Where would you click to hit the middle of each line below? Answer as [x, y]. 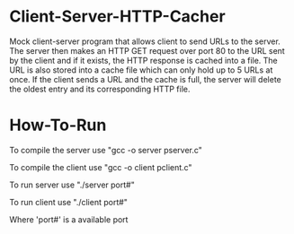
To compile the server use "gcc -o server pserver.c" [106, 150]
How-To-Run [58, 125]
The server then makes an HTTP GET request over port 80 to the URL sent [147, 50]
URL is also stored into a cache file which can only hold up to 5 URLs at [141, 70]
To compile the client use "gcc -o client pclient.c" [101, 167]
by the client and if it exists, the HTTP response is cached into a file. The [144, 60]
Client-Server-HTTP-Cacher [118, 17]
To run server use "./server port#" [72, 185]
